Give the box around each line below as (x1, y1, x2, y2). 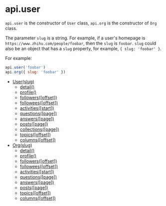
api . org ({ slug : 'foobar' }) (5, 69, 66, 74)
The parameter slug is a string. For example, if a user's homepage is (5, 35, 146, 41)
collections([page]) (19, 126, 59, 132)
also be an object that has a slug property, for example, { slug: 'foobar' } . (5, 45, 162, 51)
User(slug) (12, 78, 34, 84)
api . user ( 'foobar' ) (5, 65, 46, 70)
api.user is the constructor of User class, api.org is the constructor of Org (5, 20, 157, 26)
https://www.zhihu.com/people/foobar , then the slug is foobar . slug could (5, 40, 157, 46)
